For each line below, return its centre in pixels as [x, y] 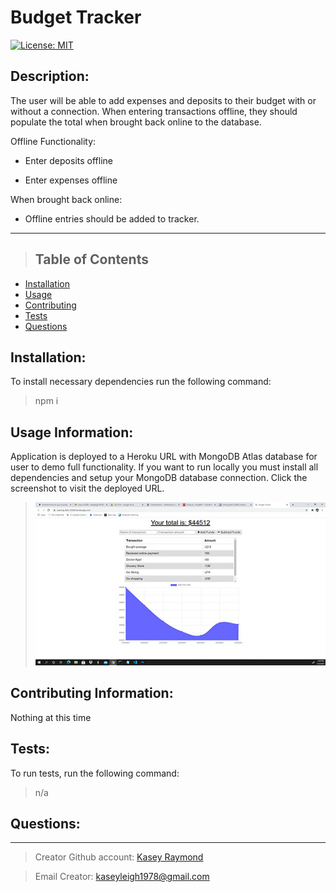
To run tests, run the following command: [95, 773]
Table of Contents [91, 259]
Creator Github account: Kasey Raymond [119, 857]
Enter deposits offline [68, 160]
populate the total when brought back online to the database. [136, 122]
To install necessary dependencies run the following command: [141, 382]
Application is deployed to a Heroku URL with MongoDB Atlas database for [164, 457]
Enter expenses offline [71, 180]
